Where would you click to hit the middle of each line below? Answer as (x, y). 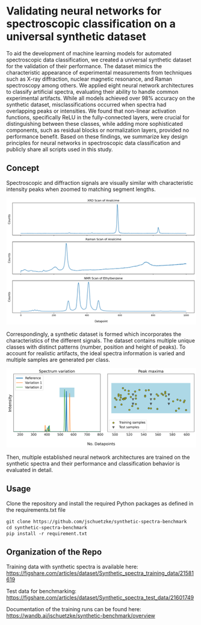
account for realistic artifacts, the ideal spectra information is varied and (96, 353)
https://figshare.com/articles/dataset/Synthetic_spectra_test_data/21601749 (100, 597)
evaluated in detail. (29, 470)
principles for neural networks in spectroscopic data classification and (93, 143)
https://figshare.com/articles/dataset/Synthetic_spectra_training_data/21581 (100, 573)
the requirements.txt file (36, 509)
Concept (23, 168)
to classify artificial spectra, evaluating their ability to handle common (92, 92)
